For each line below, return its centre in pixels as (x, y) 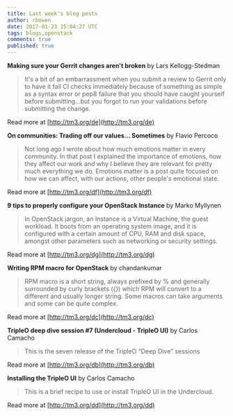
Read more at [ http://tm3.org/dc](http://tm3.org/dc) (81, 317)
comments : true (29, 40)
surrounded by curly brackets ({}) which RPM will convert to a (113, 289)
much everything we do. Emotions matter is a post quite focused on (121, 171)
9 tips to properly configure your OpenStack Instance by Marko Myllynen (114, 205)
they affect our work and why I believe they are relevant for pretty (118, 164)
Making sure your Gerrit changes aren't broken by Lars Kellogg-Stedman (114, 66)
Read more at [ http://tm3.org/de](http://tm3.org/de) (81, 122)
